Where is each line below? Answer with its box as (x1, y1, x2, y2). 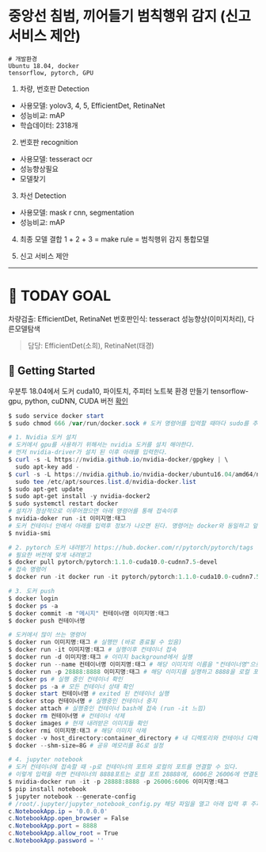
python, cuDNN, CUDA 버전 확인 (25, 396, 129, 405)
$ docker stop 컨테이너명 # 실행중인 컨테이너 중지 (8, 698, 158, 706)
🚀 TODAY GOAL (8, 287, 112, 305)
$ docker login (8, 595, 59, 603)
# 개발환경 (8, 55, 38, 63)
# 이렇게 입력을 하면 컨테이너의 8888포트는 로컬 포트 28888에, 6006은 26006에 (8, 770, 240, 778)
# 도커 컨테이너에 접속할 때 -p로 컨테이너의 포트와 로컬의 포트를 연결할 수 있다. (8, 763, 239, 771)
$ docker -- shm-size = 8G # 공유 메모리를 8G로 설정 (8, 741, 164, 749)
